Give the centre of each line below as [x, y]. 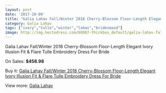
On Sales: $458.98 [25, 61]
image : [12, 32]
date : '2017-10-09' [25, 14]
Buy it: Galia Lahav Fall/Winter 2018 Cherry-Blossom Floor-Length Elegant [80, 71]
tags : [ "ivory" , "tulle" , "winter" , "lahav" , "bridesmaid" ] [64, 28]
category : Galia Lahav [28, 23]
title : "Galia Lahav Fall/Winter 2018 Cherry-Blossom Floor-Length [76, 19]
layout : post [19, 10]
